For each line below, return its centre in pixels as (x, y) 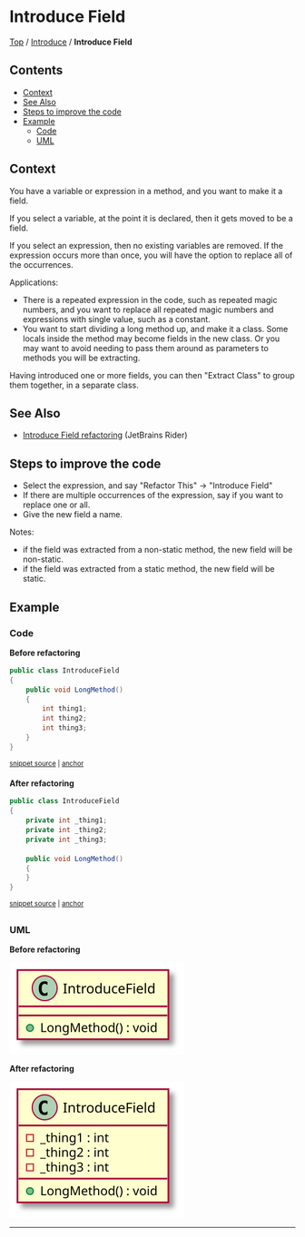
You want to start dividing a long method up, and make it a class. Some (155, 329)
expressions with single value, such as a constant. (116, 319)
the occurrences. (42, 264)
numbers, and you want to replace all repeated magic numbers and (148, 309)
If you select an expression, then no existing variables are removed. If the (147, 245)
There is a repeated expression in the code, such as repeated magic (150, 299)
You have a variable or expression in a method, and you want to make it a (146, 191)
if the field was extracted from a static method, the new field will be (148, 569)
